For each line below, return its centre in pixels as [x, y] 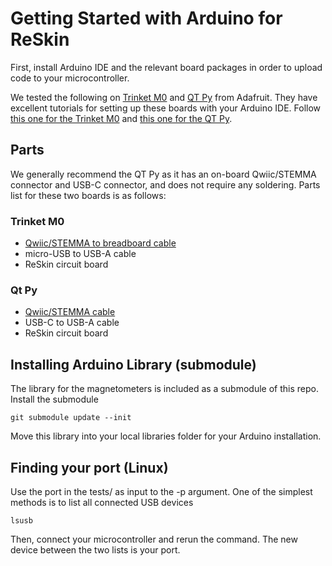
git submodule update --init [71, 418]
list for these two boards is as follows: [88, 195]
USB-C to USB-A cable [72, 323]
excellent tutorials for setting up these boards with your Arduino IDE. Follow [166, 108]
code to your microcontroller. [70, 78]
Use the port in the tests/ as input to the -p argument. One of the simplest [161, 491]
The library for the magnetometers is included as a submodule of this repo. [164, 389]
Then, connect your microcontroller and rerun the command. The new [154, 539]
